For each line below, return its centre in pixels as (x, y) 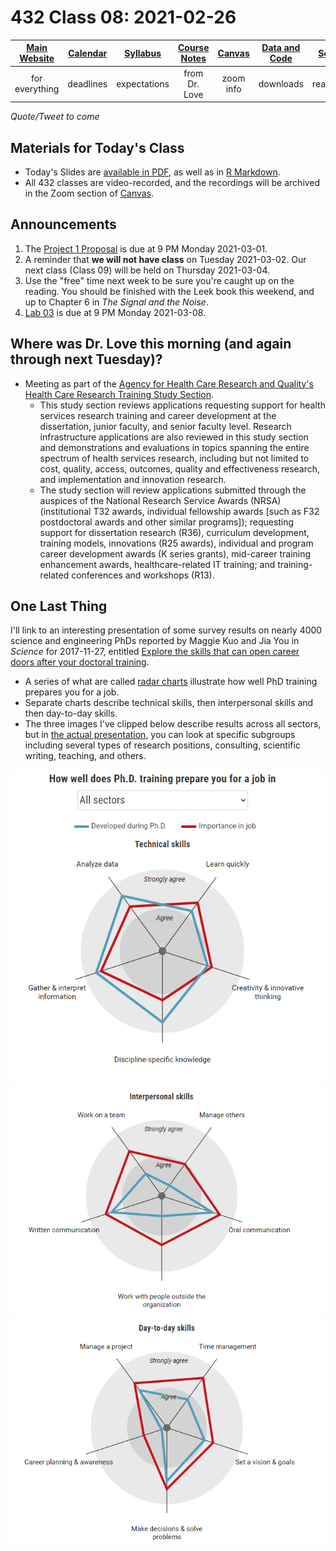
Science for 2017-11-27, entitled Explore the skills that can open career (155, 652)
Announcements (63, 224)
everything (37, 89)
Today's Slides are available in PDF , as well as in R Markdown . (152, 172)
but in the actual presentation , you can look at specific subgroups (160, 735)
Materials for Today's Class (97, 147)
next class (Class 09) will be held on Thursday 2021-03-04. (147, 270)
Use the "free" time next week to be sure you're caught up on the (159, 280)
